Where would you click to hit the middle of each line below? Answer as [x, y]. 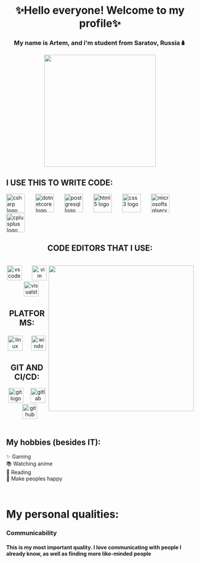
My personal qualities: [62, 514]
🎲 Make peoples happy [34, 479]
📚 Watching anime [29, 464]
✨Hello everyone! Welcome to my [100, 10]
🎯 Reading [19, 472]
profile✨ [100, 24]
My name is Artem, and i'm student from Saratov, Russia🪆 [100, 43]
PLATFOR [27, 313]
